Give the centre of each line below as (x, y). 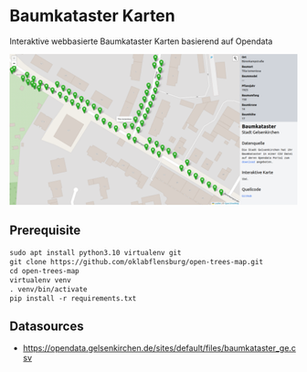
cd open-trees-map (44, 271)
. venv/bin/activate (49, 289)
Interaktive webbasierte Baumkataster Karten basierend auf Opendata (141, 41)
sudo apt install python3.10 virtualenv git (95, 252)
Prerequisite (45, 231)
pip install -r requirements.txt (73, 298)
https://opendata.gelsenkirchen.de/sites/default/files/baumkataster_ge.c (159, 348)
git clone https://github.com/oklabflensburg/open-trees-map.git (136, 261)
